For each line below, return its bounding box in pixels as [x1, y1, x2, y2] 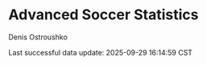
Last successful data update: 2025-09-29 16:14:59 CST [8, 47, 193, 57]
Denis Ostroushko [8, 32, 68, 42]
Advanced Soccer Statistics [8, 6, 199, 24]
